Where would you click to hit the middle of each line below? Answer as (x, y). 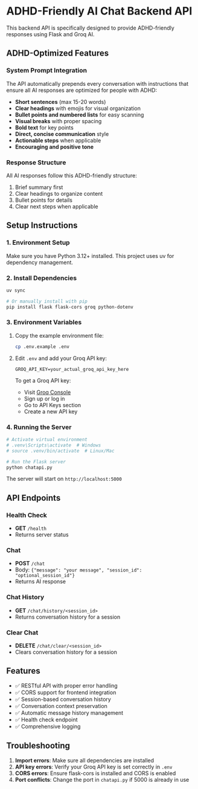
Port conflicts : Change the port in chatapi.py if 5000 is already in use (102, 779)
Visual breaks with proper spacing (58, 121)
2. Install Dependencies (42, 278)
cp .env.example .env (42, 346)
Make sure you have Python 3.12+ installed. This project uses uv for (90, 256)
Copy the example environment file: (59, 335)
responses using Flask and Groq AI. (50, 34)
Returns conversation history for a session (68, 617)
